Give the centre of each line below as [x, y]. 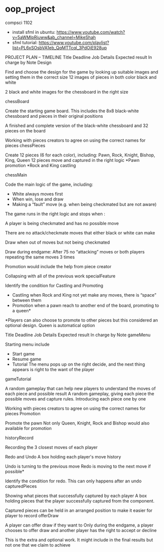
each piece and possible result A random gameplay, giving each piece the [80, 394]
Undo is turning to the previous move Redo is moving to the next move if [78, 466]
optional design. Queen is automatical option [50, 325]
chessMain [16, 175]
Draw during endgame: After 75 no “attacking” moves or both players [75, 251]
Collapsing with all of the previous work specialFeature [60, 276]
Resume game [27, 359]
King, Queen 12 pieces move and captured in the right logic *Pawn [72, 160]
